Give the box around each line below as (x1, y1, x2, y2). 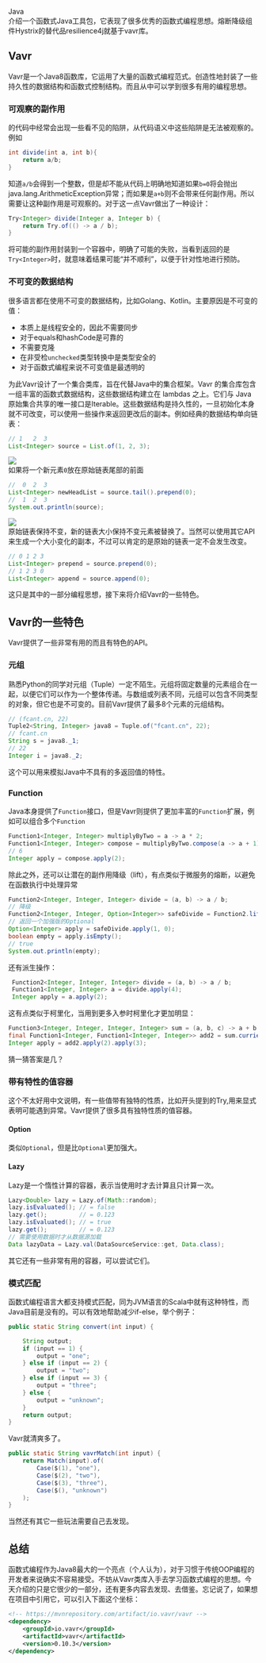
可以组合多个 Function (14, 817, 85, 826)
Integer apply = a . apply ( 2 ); (11, 993, 108, 1001)
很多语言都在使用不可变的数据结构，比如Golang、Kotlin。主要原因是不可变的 (8, 295, 258, 305)
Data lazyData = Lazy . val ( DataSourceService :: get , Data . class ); (8, 1240, 225, 1249)
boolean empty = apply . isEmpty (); (8, 932, 123, 940)
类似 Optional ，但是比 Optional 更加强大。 (8, 1143, 142, 1153)
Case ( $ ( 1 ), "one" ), (36, 1465, 101, 1472)
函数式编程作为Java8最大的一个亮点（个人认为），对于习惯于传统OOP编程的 (8, 1565, 255, 1574)
